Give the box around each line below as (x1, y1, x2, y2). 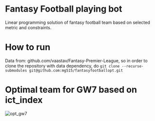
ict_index (5, 95, 43, 105)
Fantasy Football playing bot (5, 3, 123, 15)
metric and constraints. (5, 24, 52, 30)
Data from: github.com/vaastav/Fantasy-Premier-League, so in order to (5, 57, 148, 64)
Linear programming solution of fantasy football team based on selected (5, 19, 150, 25)
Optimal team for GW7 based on (5, 84, 137, 95)
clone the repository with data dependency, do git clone (5, 63, 120, 69)
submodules (5, 68, 27, 73)
